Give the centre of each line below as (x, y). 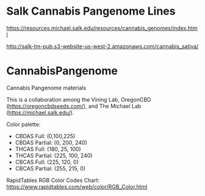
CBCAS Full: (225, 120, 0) (47, 162)
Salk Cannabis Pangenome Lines (91, 11)
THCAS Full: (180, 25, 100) (48, 149)
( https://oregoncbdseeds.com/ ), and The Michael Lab (74, 106)
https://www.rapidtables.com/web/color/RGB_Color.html (77, 186)
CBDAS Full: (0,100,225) (45, 136)
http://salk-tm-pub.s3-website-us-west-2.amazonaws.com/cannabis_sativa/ (103, 46)
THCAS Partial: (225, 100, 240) (54, 155)
